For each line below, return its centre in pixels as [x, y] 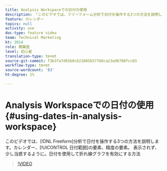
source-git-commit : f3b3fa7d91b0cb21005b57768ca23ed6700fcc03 [71, 61]
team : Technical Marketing [33, 38]
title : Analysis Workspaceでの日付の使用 [46, 10]
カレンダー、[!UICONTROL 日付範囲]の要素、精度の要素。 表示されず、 [86, 147]
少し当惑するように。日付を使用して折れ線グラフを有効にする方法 [73, 154]
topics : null [19, 24]
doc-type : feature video [31, 33]
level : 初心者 [19, 51]
